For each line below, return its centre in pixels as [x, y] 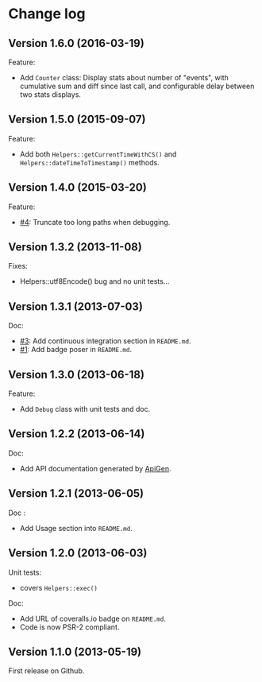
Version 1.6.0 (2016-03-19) [76, 43]
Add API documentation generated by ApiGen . [95, 468]
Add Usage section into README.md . [76, 528]
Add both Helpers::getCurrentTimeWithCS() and [98, 154]
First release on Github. [46, 671]
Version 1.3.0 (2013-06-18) [77, 374]
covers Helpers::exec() [58, 587]
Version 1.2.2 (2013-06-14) [77, 434]
